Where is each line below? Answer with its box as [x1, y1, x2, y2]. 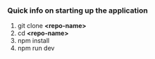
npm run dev [17, 44, 55, 53]
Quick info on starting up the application [7, 6, 148, 15]
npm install [17, 37, 50, 45]
